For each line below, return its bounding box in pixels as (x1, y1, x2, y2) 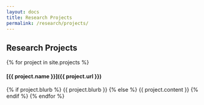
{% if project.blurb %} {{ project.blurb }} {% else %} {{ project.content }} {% (6, 86, 199, 93)
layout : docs (6, 8, 40, 15)
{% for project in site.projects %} (6, 59, 90, 66)
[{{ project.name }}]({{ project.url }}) (6, 72, 102, 80)
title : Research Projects (6, 15, 72, 21)
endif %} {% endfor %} (6, 92, 65, 100)
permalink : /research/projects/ (6, 20, 89, 26)
